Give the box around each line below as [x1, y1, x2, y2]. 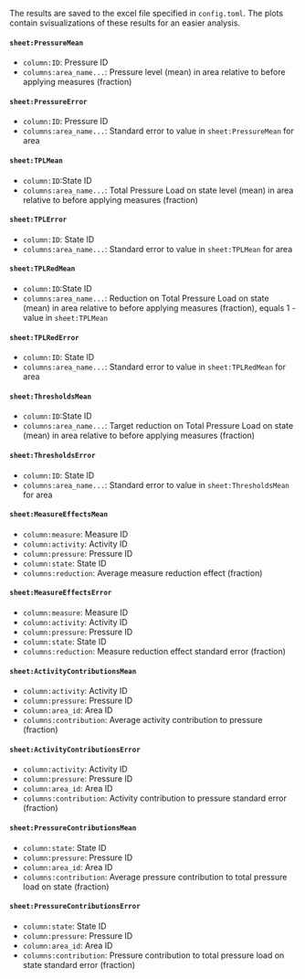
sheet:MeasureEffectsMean [9, 510, 108, 519]
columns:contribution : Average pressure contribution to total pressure [22, 871, 288, 882]
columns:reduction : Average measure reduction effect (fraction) [22, 567, 263, 579]
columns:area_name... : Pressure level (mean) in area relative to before [22, 67, 286, 78]
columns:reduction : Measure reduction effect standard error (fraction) [22, 646, 286, 657]
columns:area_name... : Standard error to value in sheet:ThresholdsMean [22, 479, 289, 490]
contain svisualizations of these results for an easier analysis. [9, 17, 240, 28]
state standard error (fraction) [22, 959, 135, 970]
